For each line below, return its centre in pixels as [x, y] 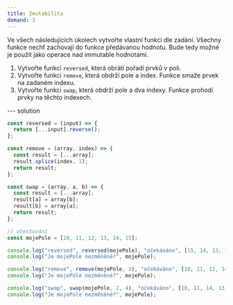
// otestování [28, 231]
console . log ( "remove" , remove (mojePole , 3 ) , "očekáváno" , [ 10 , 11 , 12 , [113, 269]
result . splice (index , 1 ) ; [51, 161]
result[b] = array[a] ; [46, 206]
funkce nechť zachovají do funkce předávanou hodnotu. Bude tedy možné [113, 47]
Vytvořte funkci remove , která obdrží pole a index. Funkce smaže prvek [118, 75]
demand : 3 [21, 20]
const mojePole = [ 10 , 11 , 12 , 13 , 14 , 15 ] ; [72, 238]
